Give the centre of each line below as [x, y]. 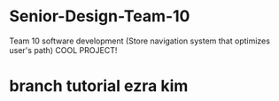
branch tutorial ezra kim [99, 86]
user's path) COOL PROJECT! [63, 50]
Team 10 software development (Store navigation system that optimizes [139, 41]
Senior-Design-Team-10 [100, 16]
